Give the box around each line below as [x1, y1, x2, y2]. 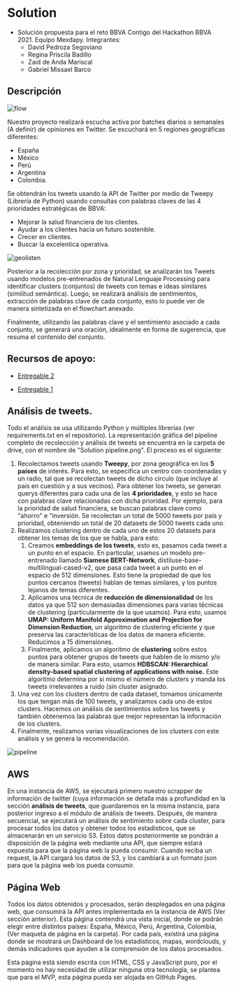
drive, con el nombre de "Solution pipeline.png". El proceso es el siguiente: [7, 446, 223, 454]
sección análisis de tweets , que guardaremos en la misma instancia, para [7, 802, 220, 810]
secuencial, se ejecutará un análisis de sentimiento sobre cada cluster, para [7, 817, 226, 825]
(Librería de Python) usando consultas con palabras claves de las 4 [7, 196, 201, 205]
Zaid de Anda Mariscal [27, 57, 93, 66]
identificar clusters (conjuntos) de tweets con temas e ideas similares [7, 282, 207, 290]
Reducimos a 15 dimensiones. [27, 638, 114, 646]
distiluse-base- [158, 556, 202, 564]
